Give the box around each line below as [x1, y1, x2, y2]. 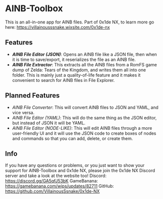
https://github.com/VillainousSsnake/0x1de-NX [5, 188, 100, 194]
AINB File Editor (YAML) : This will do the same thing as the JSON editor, [12, 115, 157, 120]
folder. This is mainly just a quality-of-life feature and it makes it [12, 72, 141, 78]
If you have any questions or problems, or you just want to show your [5, 162, 145, 168]
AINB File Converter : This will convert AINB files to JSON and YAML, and [12, 104, 159, 110]
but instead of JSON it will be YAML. [12, 120, 86, 126]
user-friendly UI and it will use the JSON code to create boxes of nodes [12, 130, 157, 136]
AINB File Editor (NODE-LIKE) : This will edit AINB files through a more [12, 125, 153, 131]
